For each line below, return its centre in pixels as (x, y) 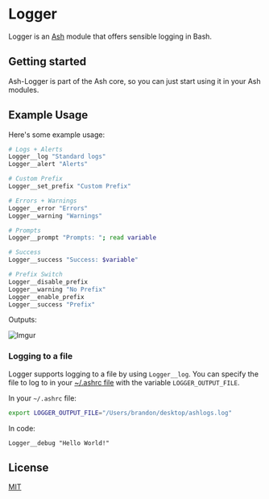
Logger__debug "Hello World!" (59, 443)
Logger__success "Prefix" (52, 304)
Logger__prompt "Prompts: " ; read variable (83, 238)
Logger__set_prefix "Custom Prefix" (70, 186)
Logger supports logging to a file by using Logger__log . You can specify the (134, 374)
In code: (22, 428)
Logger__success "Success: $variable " (73, 260)
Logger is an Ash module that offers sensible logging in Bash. (110, 36)
